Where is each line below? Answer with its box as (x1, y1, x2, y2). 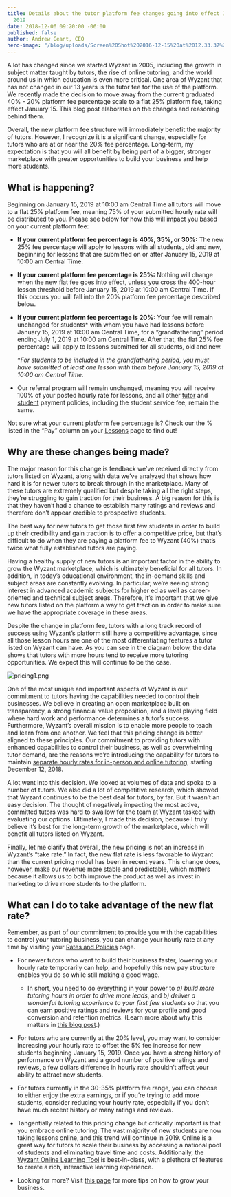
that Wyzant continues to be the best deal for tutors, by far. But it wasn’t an (7, 792, 220, 801)
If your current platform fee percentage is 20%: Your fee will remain (16, 313, 213, 321)
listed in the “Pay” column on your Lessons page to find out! (7, 426, 177, 434)
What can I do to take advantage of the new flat (7, 899, 214, 912)
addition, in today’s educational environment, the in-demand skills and (7, 572, 206, 580)
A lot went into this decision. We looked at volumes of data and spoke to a (7, 778, 217, 786)
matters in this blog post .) (27, 1021, 100, 1029)
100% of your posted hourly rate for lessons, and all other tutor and (16, 391, 208, 399)
